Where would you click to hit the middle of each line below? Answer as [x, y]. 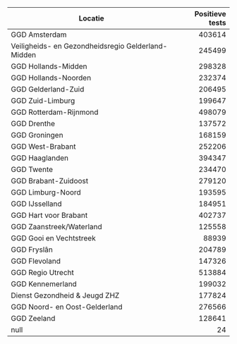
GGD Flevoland [36, 261]
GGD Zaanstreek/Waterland [56, 227]
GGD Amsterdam [39, 35]
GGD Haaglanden [40, 158]
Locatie [91, 18]
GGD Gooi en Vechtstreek [54, 238]
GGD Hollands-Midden [49, 66]
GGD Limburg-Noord [46, 192]
